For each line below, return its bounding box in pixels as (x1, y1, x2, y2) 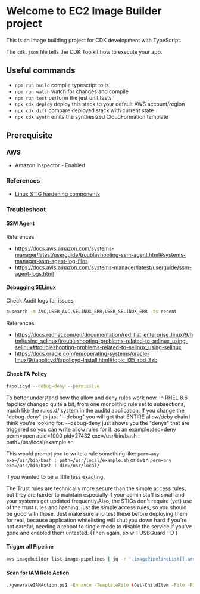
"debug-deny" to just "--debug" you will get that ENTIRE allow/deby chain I (6, 413, 191, 420)
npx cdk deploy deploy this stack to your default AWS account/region (14, 100, 185, 107)
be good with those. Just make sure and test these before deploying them (6, 510, 187, 518)
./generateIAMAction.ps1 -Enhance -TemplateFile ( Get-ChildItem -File (6, 582, 185, 589)
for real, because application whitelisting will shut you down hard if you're (6, 516, 187, 524)
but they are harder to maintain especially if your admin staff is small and (6, 491, 185, 498)
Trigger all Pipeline (6, 543, 54, 550)
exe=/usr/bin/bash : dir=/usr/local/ (6, 463, 100, 469)
